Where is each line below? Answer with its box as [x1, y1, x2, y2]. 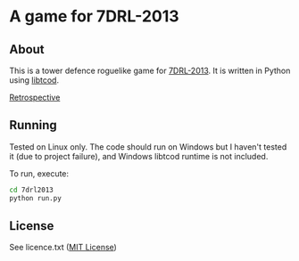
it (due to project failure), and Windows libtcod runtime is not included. [9, 151, 269, 161]
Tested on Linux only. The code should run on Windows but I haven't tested [9, 141, 287, 152]
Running [9, 118, 58, 133]
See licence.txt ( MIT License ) [9, 242, 118, 253]
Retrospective [9, 92, 61, 102]
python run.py [9, 193, 62, 202]
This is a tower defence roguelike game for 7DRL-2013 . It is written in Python [9, 65, 291, 76]
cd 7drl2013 [9, 185, 54, 194]
